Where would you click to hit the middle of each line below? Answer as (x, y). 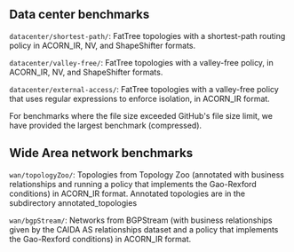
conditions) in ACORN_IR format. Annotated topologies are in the (127, 193)
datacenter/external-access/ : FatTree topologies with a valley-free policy (144, 89)
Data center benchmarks (79, 15)
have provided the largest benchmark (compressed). (106, 125)
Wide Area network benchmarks (101, 153)
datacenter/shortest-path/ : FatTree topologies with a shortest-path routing (147, 35)
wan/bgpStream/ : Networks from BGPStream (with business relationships (141, 220)
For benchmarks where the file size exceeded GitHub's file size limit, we (141, 115)
